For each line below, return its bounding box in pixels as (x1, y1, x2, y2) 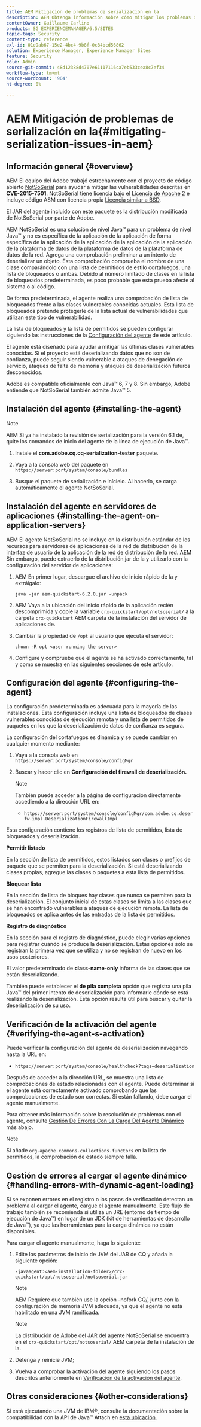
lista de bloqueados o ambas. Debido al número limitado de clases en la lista (6, 270, 194, 277)
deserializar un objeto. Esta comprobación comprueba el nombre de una (6, 258, 185, 264)
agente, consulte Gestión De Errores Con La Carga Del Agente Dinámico (6, 1117, 184, 1125)
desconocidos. (6, 369, 43, 376)
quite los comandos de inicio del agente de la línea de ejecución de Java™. (6, 437, 190, 445)
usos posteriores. (6, 953, 50, 960)
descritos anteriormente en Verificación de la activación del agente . (14, 1374, 182, 1382)
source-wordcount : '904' (6, 75, 68, 81)
